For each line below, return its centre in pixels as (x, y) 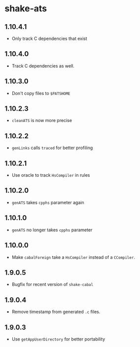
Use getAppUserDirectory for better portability (58, 339)
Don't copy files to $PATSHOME (41, 93)
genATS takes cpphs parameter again (48, 202)
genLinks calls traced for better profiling (52, 148)
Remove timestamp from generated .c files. (56, 312)
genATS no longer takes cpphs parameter (52, 230)
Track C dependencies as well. (43, 66)
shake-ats (26, 9)
